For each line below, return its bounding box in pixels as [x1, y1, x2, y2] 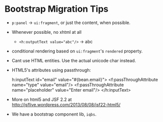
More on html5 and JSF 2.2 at [11, 97, 72, 102]
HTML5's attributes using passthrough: [11, 67, 91, 73]
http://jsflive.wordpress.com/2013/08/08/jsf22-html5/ [11, 101, 121, 107]
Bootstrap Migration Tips [4, 3, 109, 15]
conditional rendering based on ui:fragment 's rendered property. [11, 48, 143, 54]
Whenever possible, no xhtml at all [11, 29, 82, 35]
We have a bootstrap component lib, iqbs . [11, 111, 97, 117]
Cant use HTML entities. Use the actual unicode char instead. [11, 57, 136, 63]
